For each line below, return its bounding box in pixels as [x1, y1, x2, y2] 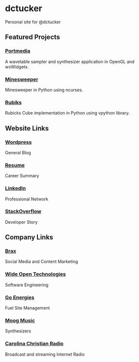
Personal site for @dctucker [5, 19, 61, 25]
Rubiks [5, 99, 22, 106]
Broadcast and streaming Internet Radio [5, 351, 85, 357]
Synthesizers [5, 328, 32, 334]
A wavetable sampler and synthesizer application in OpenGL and [5, 59, 135, 65]
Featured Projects [5, 33, 60, 41]
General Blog [5, 149, 32, 155]
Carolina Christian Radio [5, 340, 64, 347]
